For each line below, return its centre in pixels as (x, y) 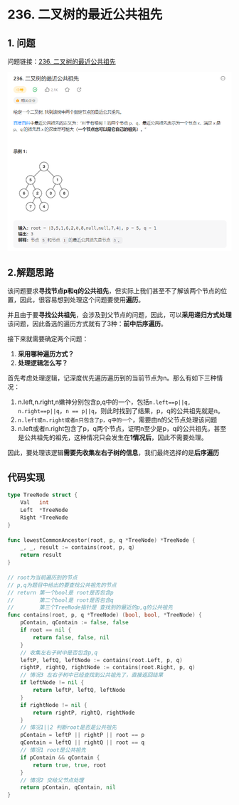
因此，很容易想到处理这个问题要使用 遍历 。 (82, 300)
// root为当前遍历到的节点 (43, 577)
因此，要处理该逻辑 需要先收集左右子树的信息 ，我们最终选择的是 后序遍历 (113, 453)
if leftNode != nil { (52, 683)
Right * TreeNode (44, 517)
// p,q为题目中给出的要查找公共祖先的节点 (62, 585)
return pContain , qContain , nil (68, 788)
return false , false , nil (71, 637)
